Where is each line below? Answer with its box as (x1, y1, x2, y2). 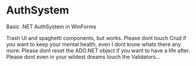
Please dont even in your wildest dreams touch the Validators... (6, 53, 160, 60)
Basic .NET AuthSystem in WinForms (6, 23, 96, 30)
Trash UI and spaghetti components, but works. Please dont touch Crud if (6, 34, 186, 41)
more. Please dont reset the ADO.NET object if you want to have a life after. (6, 47, 190, 54)
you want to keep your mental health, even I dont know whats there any (6, 41, 181, 48)
